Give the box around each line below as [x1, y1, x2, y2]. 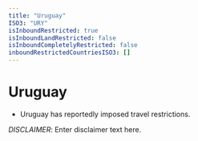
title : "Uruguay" [8, 11, 67, 20]
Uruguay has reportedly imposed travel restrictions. [19, 109, 191, 119]
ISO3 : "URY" [8, 19, 48, 27]
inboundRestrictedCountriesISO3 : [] [8, 49, 131, 57]
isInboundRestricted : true [8, 26, 99, 34]
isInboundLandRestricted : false [8, 33, 116, 42]
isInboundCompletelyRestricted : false [8, 41, 138, 49]
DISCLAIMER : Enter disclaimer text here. [8, 124, 142, 134]
